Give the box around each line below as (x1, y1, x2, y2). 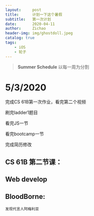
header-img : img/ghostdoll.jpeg (5, 31, 73, 36)
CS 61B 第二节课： (5, 158, 62, 166)
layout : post (5, 7, 42, 13)
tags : (5, 40, 17, 45)
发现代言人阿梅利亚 (5, 206, 39, 211)
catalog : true (5, 36, 35, 41)
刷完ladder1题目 (5, 110, 38, 116)
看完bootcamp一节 (5, 131, 44, 137)
